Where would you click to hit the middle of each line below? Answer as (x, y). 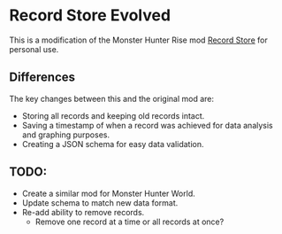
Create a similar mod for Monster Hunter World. (109, 193)
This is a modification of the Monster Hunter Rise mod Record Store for (138, 40)
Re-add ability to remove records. (83, 212)
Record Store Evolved (90, 16)
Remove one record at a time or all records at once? (130, 222)
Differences (42, 78)
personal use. (34, 49)
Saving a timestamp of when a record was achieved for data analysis (147, 125)
